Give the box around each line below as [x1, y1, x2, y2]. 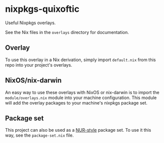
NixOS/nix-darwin [5, 76, 62, 85]
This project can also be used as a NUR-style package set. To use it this [5, 127, 151, 133]
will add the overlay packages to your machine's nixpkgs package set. [5, 100, 148, 106]
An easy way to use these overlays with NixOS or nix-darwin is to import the [5, 89, 160, 95]
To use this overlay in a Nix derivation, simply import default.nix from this [5, 57, 156, 63]
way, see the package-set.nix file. [5, 132, 74, 139]
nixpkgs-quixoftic [5, 3, 80, 15]
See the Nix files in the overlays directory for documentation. [5, 29, 129, 35]
